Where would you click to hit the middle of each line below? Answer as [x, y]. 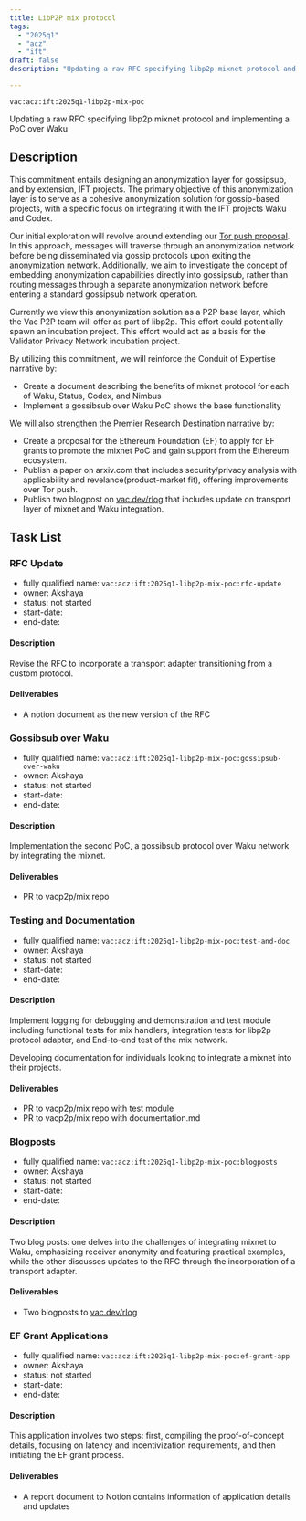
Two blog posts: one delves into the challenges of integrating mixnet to [143, 1241]
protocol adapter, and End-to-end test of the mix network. [119, 1040]
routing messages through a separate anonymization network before [138, 284]
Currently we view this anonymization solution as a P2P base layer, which [148, 312]
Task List [36, 538]
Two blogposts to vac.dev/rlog [80, 1312]
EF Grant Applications [59, 1336]
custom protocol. [42, 673]
